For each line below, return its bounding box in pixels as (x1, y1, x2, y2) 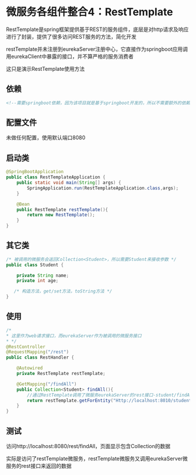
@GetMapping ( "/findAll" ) (16, 381, 77, 387)
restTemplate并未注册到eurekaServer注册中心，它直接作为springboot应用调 (6, 45, 188, 53)
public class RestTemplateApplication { (6, 174, 106, 180)
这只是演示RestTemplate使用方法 (6, 65, 85, 72)
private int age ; (16, 278, 59, 284)
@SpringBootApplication (6, 169, 64, 175)
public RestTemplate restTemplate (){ (16, 206, 108, 212)
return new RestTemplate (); (27, 212, 95, 218)
